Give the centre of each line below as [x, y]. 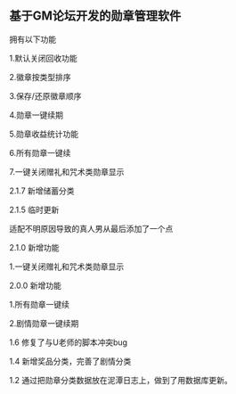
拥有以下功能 [33, 39]
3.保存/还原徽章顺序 [45, 95]
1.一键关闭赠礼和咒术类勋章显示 [67, 267]
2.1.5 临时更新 [34, 209]
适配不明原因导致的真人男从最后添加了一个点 [91, 228]
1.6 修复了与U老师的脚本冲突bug [68, 342]
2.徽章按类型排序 [40, 77]
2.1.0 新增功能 [34, 247]
